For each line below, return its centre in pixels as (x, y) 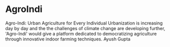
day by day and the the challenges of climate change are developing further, (85, 28)
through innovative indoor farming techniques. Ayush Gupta (68, 39)
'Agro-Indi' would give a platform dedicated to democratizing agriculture (81, 33)
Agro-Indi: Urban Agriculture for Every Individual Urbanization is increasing (84, 23)
